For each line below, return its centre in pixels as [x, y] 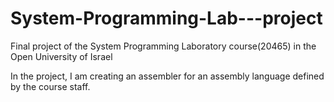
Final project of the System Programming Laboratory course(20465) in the [163, 46]
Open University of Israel [61, 56]
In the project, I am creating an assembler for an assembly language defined [167, 76]
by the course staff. [50, 86]
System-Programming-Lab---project [166, 18]
